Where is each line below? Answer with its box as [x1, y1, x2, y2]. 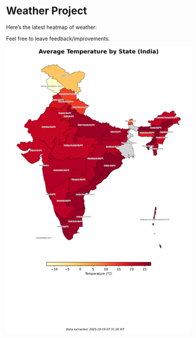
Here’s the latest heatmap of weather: [6, 24, 97, 31]
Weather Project [6, 4, 87, 18]
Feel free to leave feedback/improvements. [6, 35, 110, 42]
